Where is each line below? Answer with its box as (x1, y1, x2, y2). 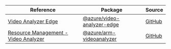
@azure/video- (82, 15, 120, 21)
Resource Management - (8, 29, 69, 36)
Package (101, 6, 123, 13)
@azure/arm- (82, 29, 116, 36)
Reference (30, 6, 56, 13)
